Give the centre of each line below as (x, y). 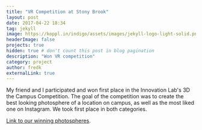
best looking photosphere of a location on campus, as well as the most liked (100, 103)
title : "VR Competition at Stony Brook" (58, 12)
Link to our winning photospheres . (49, 121)
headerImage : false (31, 40)
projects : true (25, 46)
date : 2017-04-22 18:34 (36, 23)
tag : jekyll (21, 28)
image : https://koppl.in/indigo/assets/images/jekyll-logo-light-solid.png (103, 34)
